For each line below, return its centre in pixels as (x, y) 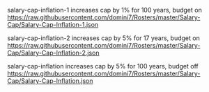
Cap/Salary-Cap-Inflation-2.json (53, 53)
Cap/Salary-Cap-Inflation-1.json (53, 25)
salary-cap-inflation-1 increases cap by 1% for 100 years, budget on (104, 10)
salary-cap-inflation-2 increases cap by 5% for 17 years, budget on (103, 38)
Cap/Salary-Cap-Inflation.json (50, 81)
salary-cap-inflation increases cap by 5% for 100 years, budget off (103, 66)
